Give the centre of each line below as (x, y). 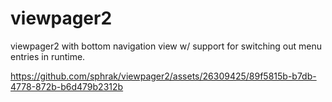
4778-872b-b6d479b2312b (67, 86)
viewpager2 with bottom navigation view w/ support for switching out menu (166, 46)
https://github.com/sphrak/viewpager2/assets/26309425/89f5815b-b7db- (163, 76)
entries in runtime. (48, 56)
